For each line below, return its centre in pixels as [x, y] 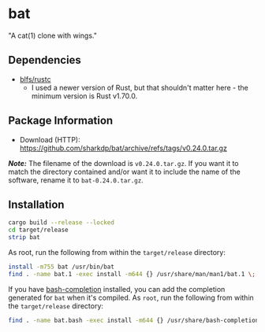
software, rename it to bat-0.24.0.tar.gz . [76, 180]
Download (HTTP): [50, 139]
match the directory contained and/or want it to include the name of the [124, 172]
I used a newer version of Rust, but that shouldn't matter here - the [140, 87]
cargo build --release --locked [61, 223]
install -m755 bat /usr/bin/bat [61, 267]
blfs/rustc [35, 79]
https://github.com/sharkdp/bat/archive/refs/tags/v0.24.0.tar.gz [123, 148]
